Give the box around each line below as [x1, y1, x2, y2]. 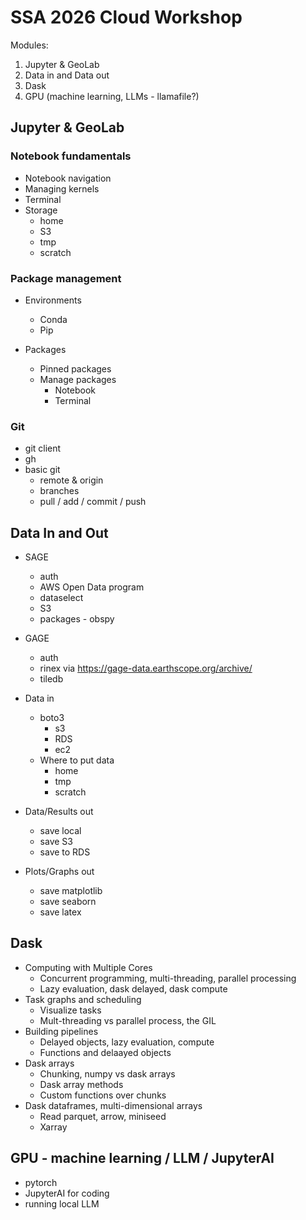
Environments [24, 294, 82, 306]
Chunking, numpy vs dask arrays [39, 1067, 176, 1080]
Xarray [39, 1121, 68, 1133]
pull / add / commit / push [39, 496, 147, 508]
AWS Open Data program [39, 581, 145, 593]
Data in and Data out [24, 69, 110, 81]
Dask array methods [39, 1078, 124, 1090]
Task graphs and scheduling [24, 993, 142, 1005]
